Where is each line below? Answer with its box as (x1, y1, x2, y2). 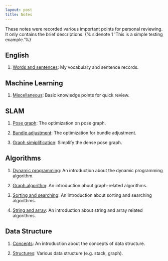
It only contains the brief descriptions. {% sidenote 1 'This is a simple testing (5, 31, 163, 37)
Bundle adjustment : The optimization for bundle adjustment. (12, 129, 137, 136)
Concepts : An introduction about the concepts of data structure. (12, 240, 145, 246)
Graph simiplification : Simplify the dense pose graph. (12, 139, 122, 146)
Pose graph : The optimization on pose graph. (12, 120, 106, 126)
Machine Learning (5, 79, 64, 87)
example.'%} (5, 36, 32, 43)
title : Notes (5, 12, 33, 17)
